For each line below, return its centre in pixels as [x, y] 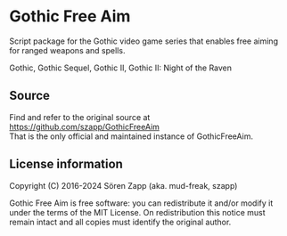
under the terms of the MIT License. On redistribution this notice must [137, 212]
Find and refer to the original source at [80, 117]
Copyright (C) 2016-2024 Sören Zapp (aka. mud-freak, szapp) [123, 185]
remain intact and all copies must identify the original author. [120, 222]
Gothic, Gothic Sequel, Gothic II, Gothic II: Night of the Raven [121, 68]
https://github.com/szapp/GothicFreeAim [85, 126]
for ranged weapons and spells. [67, 50]
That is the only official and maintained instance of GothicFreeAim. [131, 136]
